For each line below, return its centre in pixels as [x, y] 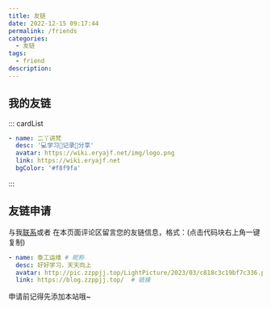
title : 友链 [27, 16]
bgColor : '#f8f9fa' [48, 168]
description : [30, 69]
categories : [28, 38]
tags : [17, 53]
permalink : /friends [43, 31]
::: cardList [26, 123]
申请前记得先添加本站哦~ [50, 297]
